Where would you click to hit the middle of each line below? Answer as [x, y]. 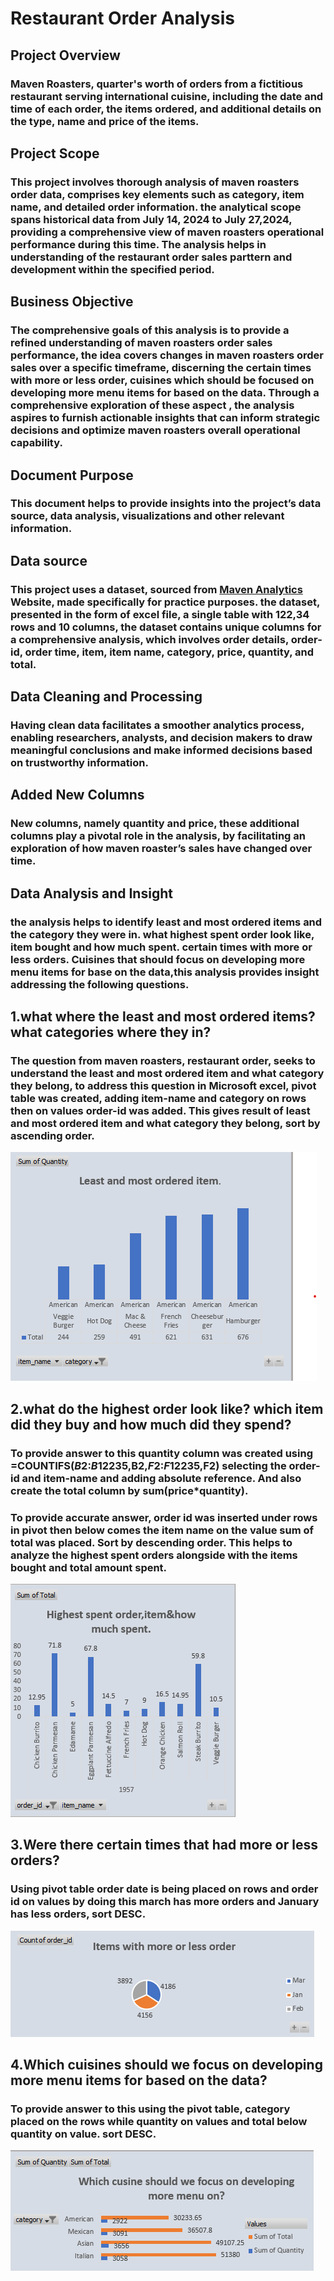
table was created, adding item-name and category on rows [158, 1098]
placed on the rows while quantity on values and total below [159, 2121]
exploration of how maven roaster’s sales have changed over [161, 849]
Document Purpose [72, 475]
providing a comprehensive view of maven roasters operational [167, 232]
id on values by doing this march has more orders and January [165, 1902]
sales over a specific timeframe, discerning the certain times [161, 368]
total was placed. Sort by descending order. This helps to [151, 1542]
